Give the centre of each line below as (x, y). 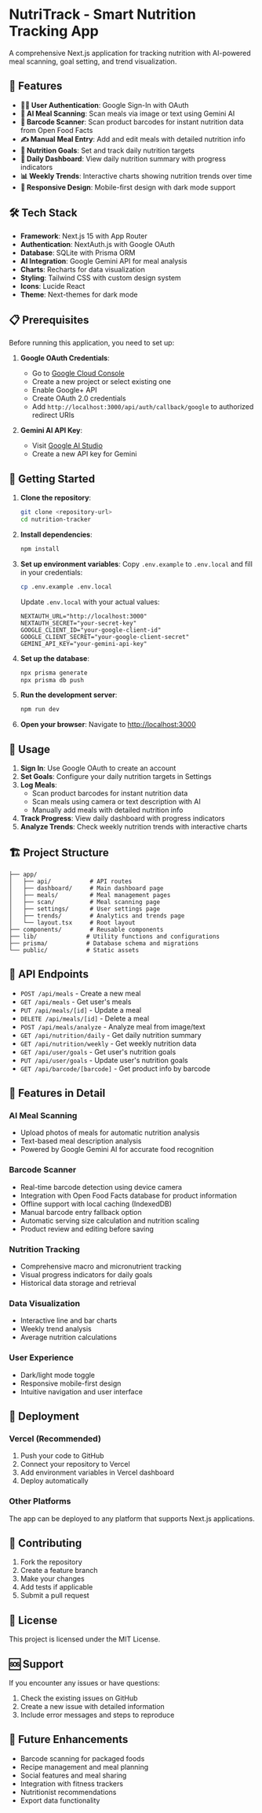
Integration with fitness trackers (72, 1783)
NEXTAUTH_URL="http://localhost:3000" (84, 616)
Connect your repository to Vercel (75, 1464)
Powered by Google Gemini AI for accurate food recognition (117, 1150)
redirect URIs (53, 415)
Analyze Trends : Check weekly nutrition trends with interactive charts (134, 827)
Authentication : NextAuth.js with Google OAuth (97, 244)
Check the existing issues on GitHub (79, 1698)
